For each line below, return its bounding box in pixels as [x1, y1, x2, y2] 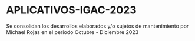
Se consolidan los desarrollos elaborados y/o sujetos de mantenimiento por [6, 23, 189, 29]
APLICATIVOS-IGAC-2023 [6, 3, 137, 17]
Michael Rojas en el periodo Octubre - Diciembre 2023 [6, 28, 139, 35]
